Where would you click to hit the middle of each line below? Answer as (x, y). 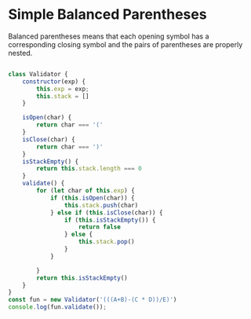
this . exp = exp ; (63, 89)
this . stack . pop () (106, 242)
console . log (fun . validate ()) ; (58, 307)
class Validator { (38, 74)
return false (100, 227)
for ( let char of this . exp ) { (85, 191)
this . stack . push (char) (101, 205)
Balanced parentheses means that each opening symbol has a (109, 36)
